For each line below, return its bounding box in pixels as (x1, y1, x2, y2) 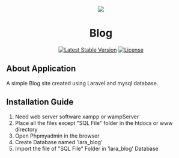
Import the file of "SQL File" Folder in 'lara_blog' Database (14, 145, 159, 152)
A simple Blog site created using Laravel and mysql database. (6, 79, 159, 87)
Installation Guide (6, 97, 74, 108)
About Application (6, 64, 76, 74)
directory (14, 126, 38, 133)
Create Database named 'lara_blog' (14, 138, 103, 145)
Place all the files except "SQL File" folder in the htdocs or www (14, 119, 173, 126)
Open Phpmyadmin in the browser (14, 132, 100, 139)
